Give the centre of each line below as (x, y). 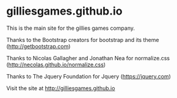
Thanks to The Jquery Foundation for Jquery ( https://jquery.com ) (88, 76)
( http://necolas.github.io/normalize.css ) (56, 65)
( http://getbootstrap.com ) (38, 46)
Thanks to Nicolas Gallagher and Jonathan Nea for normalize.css (88, 58)
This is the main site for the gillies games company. (71, 28)
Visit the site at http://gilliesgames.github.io (61, 88)
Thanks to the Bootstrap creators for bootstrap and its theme (83, 40)
